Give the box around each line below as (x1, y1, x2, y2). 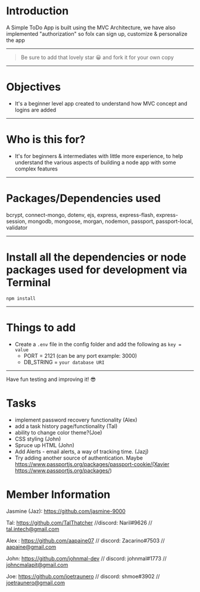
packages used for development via (6, 263, 187, 277)
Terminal (6, 275, 51, 289)
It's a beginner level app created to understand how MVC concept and (14, 100, 187, 107)
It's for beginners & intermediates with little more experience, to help (14, 152, 183, 159)
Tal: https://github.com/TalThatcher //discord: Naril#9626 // (6, 519, 153, 526)
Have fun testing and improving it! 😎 (6, 376, 96, 383)
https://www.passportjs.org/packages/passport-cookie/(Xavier (14, 460, 170, 467)
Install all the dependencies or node (6, 250, 186, 264)
